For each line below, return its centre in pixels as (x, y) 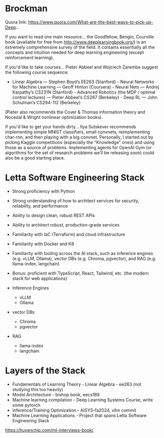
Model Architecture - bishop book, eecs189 (56, 394)
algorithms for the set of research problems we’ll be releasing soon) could (80, 153)
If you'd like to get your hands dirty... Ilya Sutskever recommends (70, 127)
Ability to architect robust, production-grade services (66, 225)
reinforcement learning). (30, 57)
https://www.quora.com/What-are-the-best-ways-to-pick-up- (91, 22)
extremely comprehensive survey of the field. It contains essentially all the (80, 47)
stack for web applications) (40, 278)
